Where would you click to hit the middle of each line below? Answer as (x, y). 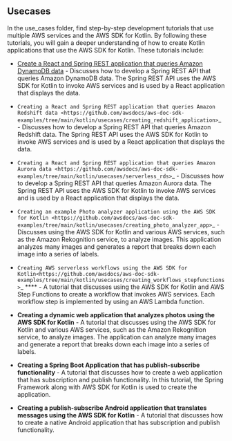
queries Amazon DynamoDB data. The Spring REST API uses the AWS (116, 78)
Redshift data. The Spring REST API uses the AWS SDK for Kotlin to (113, 134)
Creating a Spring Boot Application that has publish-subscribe (108, 365)
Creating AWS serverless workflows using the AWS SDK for (102, 268)
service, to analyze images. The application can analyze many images (117, 337)
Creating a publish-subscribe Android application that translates (112, 408)
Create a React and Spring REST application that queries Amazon (110, 63)
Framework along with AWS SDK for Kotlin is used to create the (107, 387)
